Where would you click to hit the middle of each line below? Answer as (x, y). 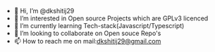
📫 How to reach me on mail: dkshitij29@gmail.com (87, 41)
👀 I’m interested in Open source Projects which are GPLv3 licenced (111, 18)
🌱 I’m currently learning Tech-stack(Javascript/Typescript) (99, 26)
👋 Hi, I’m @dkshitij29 (44, 11)
